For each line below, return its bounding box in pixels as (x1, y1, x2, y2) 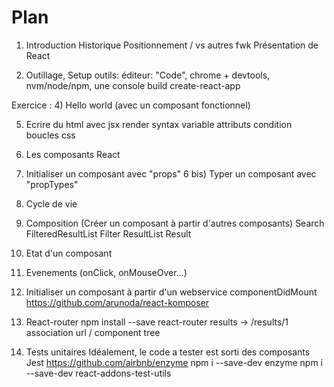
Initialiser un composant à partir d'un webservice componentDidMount (25, 286, 318, 298)
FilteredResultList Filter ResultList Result (25, 227, 192, 240)
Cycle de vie (25, 197, 78, 210)
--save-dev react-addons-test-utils (25, 367, 172, 379)
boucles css (25, 129, 76, 141)
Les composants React (25, 148, 121, 160)
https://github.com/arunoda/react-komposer (25, 296, 210, 308)
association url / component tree (25, 326, 161, 338)
